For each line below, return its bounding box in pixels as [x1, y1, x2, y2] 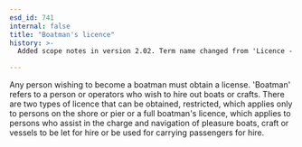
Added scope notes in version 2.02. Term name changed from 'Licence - [17, 47, 294, 56]
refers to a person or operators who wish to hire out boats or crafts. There [9, 89, 285, 100]
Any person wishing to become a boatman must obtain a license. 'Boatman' [9, 79, 291, 90]
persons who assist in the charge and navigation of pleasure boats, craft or [9, 118, 289, 129]
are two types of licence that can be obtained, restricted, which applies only [9, 98, 293, 109]
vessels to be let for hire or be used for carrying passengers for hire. [9, 127, 265, 138]
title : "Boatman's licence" [9, 30, 116, 39]
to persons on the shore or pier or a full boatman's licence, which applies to [9, 108, 291, 119]
